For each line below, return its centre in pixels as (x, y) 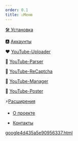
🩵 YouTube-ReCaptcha (29, 71)
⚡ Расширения (20, 101)
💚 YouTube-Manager (27, 81)
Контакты (23, 123)
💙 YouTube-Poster (24, 91)
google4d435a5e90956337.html (39, 132)
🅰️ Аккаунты (18, 41)
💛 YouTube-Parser (24, 61)
